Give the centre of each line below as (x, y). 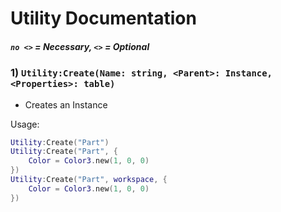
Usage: (25, 124)
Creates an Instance (66, 104)
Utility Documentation (103, 18)
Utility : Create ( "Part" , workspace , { (89, 180)
